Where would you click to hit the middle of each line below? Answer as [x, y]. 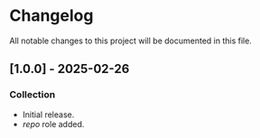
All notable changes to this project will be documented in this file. [131, 41]
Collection [32, 95]
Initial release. [48, 115]
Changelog [51, 16]
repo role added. [53, 124]
